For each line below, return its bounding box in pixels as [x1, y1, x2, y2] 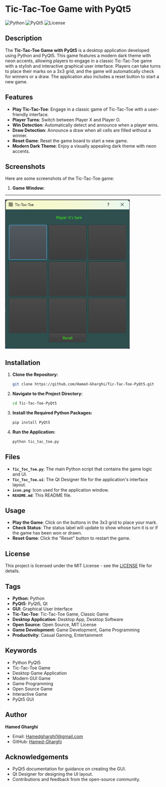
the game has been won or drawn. [12, 530, 83, 536]
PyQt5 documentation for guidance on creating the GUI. [12, 766, 126, 772]
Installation [5, 358, 41, 367]
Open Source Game [12, 686, 53, 692]
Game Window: [12, 185, 45, 191]
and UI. [12, 471, 27, 477]
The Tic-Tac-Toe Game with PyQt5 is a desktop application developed [5, 47, 150, 53]
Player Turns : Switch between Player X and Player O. [12, 117, 121, 123]
